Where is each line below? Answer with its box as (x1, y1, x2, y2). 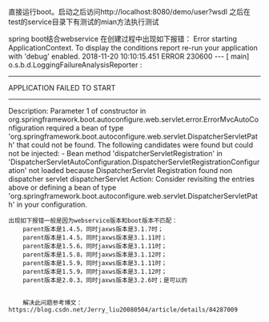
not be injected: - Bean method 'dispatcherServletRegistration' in (8, 149, 223, 158)
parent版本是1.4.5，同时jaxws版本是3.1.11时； (22, 234, 167, 242)
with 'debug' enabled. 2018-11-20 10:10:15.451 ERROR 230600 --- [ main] (8, 51, 250, 61)
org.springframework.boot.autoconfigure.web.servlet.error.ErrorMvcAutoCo (8, 115, 259, 124)
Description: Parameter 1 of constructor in (8, 107, 147, 115)
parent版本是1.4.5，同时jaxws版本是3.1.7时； (22, 225, 164, 233)
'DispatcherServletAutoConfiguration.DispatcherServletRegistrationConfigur (8, 157, 260, 167)
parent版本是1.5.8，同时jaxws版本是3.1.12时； (22, 251, 167, 259)
